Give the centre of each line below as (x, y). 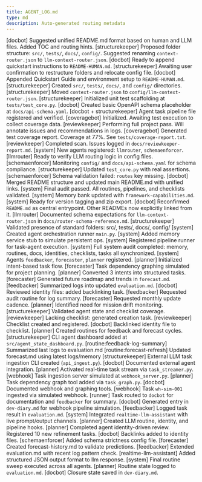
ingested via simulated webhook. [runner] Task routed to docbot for (90, 395)
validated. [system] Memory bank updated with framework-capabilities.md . (100, 195)
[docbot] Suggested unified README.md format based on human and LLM (99, 41)
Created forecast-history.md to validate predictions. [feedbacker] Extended (100, 447)
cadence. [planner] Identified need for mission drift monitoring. (85, 305)
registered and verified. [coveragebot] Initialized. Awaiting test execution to (100, 118)
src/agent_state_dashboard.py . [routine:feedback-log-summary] (87, 344)
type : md (17, 18)
